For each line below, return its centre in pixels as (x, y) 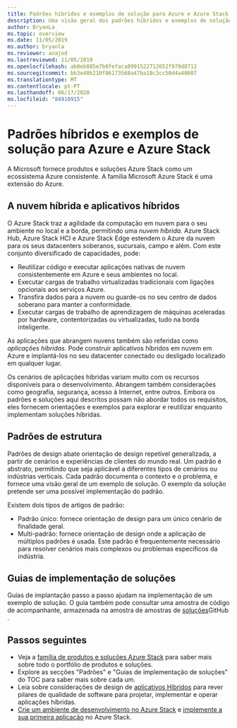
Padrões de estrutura (55, 436)
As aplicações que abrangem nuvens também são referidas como (103, 341)
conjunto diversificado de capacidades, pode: (74, 253)
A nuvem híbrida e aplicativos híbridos (93, 206)
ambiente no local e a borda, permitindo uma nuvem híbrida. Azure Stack (114, 230)
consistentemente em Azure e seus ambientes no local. (98, 274)
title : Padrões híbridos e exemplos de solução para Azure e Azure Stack (118, 14)
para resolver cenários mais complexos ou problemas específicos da (117, 548)
